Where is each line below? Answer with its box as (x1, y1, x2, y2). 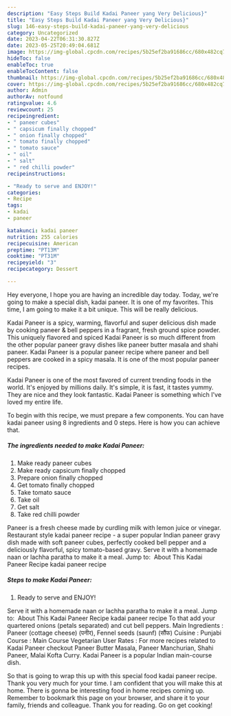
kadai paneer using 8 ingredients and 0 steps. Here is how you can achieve (7, 418, 220, 427)
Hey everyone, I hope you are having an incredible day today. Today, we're (7, 290, 219, 298)
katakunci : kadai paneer (7, 227, 78, 234)
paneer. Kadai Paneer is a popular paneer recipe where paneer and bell (7, 347, 210, 356)
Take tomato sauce (16, 488, 71, 496)
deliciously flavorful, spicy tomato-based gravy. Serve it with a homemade (7, 545, 218, 553)
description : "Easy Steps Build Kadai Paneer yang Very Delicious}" (7, 10, 208, 17)
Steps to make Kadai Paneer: (7, 576, 92, 584)
